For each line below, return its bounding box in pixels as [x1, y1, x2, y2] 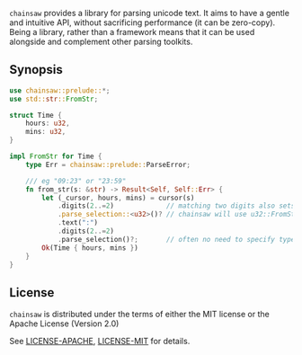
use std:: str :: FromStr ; [9, 94, 99, 103]
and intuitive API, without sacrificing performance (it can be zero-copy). [9, 17, 276, 28]
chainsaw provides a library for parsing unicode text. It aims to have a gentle [9, 8, 290, 18]
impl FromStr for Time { [9, 152, 102, 161]
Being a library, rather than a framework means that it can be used [9, 27, 255, 37]
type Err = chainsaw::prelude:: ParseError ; [25, 160, 191, 169]
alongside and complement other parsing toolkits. [9, 36, 193, 47]
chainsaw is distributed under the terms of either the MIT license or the [9, 309, 270, 320]
